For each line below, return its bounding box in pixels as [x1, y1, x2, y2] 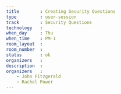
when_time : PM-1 [6, 36, 56, 41]
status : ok [6, 52, 51, 58]
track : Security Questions [6, 19, 92, 25]
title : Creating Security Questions [6, 8, 116, 15]
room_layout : [6, 41, 43, 47]
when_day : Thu [6, 30, 54, 36]
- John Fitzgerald [16, 74, 61, 79]
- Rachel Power [16, 79, 54, 85]
